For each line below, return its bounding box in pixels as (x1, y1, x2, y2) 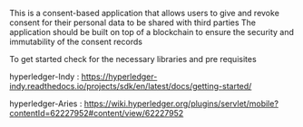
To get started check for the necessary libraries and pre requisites (9, 54, 257, 64)
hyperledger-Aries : (9, 98, 83, 109)
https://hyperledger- (81, 71, 158, 82)
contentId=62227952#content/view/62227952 (9, 108, 184, 118)
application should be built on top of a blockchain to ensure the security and (9, 27, 295, 37)
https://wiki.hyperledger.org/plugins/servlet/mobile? (83, 98, 279, 109)
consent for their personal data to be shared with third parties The (9, 17, 257, 28)
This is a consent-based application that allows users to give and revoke (9, 8, 279, 18)
